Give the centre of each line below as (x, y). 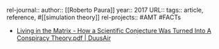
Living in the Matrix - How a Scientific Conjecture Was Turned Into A (114, 31)
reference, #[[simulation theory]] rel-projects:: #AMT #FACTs (94, 17)
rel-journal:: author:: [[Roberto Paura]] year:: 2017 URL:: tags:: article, (105, 10)
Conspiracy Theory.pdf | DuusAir (64, 38)
